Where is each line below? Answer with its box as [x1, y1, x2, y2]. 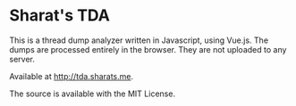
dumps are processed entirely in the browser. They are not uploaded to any [9, 44, 287, 54]
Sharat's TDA [9, 5, 110, 26]
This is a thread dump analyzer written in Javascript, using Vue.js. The [9, 35, 269, 45]
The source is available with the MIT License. [9, 88, 176, 99]
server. [9, 53, 36, 64]
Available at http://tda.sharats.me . [9, 70, 134, 81]
